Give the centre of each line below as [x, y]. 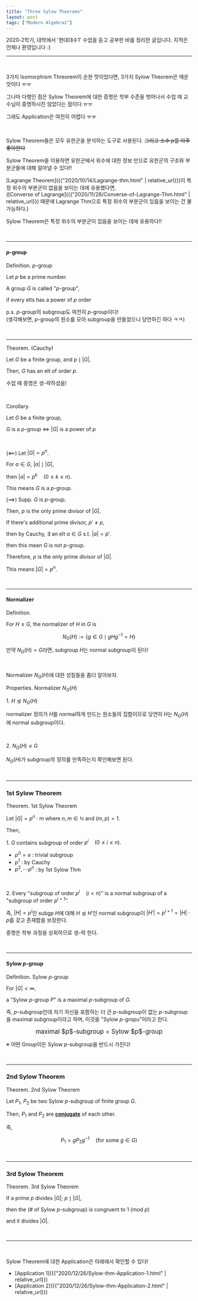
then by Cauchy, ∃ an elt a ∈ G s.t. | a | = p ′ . [59, 534]
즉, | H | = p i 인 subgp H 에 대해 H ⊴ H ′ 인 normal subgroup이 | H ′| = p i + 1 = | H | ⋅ [98, 912]
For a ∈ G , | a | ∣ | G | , [30, 464]
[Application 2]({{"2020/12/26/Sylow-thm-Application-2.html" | [91, 1286]
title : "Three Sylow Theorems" [44, 12]
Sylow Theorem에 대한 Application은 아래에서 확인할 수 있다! [77, 1261]
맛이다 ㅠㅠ [19, 84]
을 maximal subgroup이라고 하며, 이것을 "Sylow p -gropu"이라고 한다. [88, 1019]
